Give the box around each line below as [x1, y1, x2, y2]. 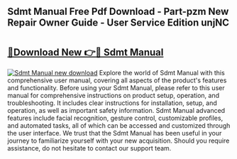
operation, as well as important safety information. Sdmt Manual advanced [7, 106, 226, 114]
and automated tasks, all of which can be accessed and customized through [7, 121, 231, 130]
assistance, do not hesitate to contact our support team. [7, 144, 172, 152]
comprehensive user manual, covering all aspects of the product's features [7, 76, 227, 84]
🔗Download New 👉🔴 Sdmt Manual [7, 46, 164, 58]
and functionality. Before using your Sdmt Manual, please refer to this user [7, 84, 225, 92]
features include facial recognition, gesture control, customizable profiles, [7, 114, 224, 122]
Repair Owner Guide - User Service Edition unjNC [7, 17, 229, 29]
